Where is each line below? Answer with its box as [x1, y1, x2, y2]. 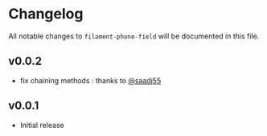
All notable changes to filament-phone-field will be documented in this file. [8, 31, 260, 41]
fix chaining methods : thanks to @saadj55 [19, 75, 162, 85]
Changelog [8, 5, 84, 23]
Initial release [19, 120, 64, 130]
